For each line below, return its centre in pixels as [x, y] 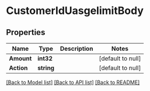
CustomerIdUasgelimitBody [75, 11]
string [46, 68]
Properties [26, 32]
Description [76, 49]
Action [18, 68]
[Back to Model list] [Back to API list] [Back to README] [73, 82]
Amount [20, 58]
